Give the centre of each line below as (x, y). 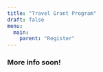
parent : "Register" (47, 39)
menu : (15, 26)
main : (21, 32)
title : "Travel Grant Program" (52, 13)
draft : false (26, 20)
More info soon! (34, 62)
